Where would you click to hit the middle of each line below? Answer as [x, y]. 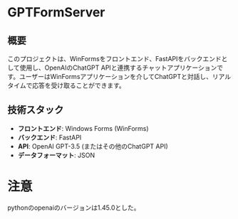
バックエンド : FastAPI [50, 137]
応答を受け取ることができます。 [79, 85]
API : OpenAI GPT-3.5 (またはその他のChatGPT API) [93, 146]
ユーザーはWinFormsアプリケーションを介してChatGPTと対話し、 [115, 76]
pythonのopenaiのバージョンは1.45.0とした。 [74, 208]
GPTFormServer [56, 12]
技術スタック [36, 110]
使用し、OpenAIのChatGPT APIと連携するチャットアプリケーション [118, 68]
